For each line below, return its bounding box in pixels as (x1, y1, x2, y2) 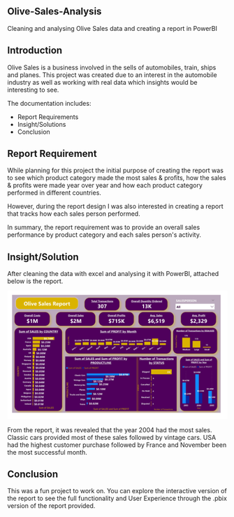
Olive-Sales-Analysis (7, 6, 102, 18)
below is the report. (7, 277, 64, 286)
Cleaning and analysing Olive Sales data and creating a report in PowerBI (7, 24, 218, 32)
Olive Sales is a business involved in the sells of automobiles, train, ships (7, 63, 217, 71)
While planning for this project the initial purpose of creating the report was (7, 166, 224, 174)
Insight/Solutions (17, 120, 66, 128)
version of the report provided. (7, 502, 96, 510)
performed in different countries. (7, 188, 101, 197)
